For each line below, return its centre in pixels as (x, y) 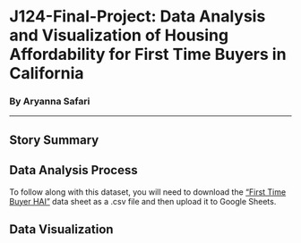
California (47, 74)
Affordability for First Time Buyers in (148, 54)
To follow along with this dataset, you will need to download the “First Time (148, 192)
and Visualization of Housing (119, 35)
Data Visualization (61, 230)
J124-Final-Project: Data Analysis (138, 17)
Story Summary (54, 140)
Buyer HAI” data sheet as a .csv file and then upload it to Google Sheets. (143, 201)
